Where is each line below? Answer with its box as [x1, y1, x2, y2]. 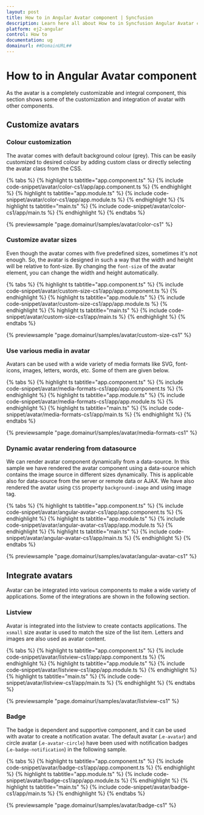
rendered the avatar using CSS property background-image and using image [6, 484, 192, 491]
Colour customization [6, 138, 72, 147]
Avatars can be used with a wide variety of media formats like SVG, [6, 360, 175, 368]
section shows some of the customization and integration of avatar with [6, 95, 186, 103]
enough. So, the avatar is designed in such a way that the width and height [6, 256, 193, 263]
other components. [6, 102, 54, 109]
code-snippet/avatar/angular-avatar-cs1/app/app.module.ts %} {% [6, 521, 174, 529]
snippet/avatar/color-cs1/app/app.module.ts [6, 196, 117, 203]
